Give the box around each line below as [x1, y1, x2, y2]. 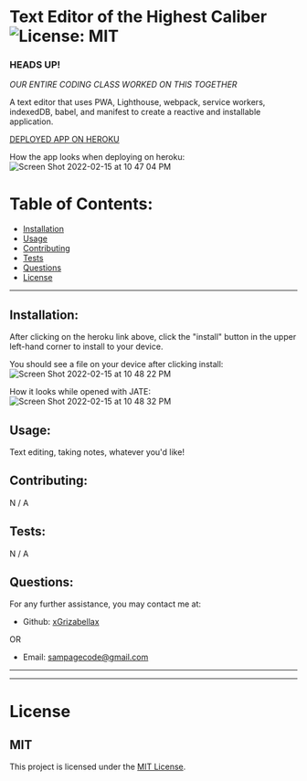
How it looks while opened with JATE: [9, 386, 152, 397]
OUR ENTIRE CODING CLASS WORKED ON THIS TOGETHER [9, 79, 238, 90]
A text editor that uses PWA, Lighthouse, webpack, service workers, [9, 97, 266, 108]
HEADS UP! [9, 58, 61, 71]
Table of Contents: [9, 194, 153, 214]
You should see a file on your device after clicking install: [9, 359, 224, 370]
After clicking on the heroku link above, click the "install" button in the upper [9, 332, 297, 343]
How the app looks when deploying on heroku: [9, 152, 185, 163]
